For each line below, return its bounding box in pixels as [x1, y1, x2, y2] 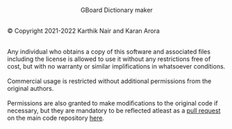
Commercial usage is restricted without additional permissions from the [7, 77, 212, 85]
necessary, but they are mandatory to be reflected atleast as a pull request [7, 107, 221, 114]
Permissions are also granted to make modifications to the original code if [7, 99, 218, 107]
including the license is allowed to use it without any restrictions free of [7, 55, 211, 63]
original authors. [7, 85, 54, 92]
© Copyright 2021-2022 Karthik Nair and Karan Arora [7, 27, 160, 35]
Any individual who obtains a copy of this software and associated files [7, 48, 210, 55]
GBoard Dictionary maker [81, 6, 153, 14]
